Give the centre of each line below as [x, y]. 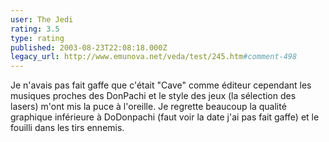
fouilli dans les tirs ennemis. [67, 128]
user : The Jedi [42, 19]
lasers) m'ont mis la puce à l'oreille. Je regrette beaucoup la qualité [148, 107]
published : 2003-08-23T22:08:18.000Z [89, 47]
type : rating [37, 38]
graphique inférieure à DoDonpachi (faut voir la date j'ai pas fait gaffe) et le [165, 117]
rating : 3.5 [35, 29]
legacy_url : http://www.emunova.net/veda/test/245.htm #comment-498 [154, 57]
